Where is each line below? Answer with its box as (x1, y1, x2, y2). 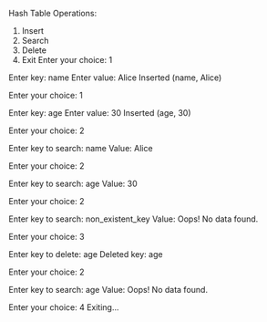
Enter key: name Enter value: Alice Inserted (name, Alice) (8, 72, 222, 83)
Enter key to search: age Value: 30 (8, 178, 138, 189)
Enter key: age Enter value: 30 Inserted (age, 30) (8, 108, 191, 118)
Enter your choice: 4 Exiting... (8, 302, 119, 313)
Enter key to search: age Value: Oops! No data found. (8, 285, 209, 295)
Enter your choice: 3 (8, 232, 85, 242)
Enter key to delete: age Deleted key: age (8, 249, 163, 259)
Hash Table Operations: (8, 8, 98, 18)
